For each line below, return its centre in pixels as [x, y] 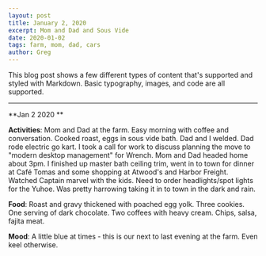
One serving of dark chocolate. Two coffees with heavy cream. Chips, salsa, [133, 212]
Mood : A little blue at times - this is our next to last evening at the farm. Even [133, 236]
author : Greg [30, 52]
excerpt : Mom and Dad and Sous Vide [68, 30]
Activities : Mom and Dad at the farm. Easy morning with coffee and [119, 130]
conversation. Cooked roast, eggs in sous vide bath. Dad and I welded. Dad [131, 138]
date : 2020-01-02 [37, 38]
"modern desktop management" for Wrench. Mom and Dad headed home [128, 155]
